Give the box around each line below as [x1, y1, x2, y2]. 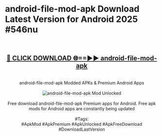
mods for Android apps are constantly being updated [28, 105, 135, 111]
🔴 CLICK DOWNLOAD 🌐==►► [6, 54, 99, 63]
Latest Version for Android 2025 [5, 14, 138, 25]
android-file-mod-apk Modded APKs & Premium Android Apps [19, 80, 144, 85]
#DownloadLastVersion [58, 126, 106, 132]
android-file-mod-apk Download [5, 3, 140, 15]
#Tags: [74, 116, 89, 122]
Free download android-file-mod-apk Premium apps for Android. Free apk [7, 101, 156, 106]
